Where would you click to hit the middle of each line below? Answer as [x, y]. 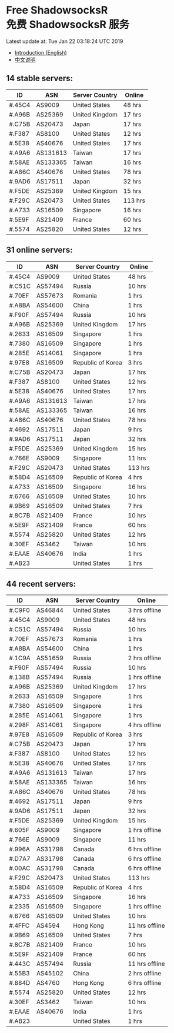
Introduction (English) [41, 52]
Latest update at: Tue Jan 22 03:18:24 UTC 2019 [65, 41]
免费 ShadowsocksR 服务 [68, 25]
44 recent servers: [41, 584]
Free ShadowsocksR [57, 10]
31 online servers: [39, 250]
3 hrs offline [145, 610]
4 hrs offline [145, 725]
